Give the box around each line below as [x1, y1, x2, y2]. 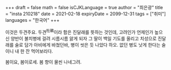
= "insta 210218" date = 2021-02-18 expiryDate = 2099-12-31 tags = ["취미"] [5, 11, 166, 17]
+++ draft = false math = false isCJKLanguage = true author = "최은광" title [5, 5, 163, 10]
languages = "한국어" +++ [5, 17, 60, 23]
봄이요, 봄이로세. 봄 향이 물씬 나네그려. [5, 59, 82, 65]
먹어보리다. [31, 48, 53, 54]
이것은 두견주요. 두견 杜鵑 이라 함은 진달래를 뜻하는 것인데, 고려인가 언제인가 [5, 28, 154, 35]
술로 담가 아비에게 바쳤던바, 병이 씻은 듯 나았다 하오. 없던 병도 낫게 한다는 [14, 42, 161, 48]
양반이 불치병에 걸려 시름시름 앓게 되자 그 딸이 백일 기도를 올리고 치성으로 [10, 35, 157, 42]
